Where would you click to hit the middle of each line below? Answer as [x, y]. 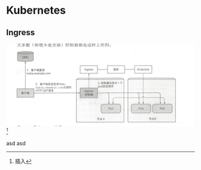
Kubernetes [36, 10]
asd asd [16, 143]
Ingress [21, 33]
